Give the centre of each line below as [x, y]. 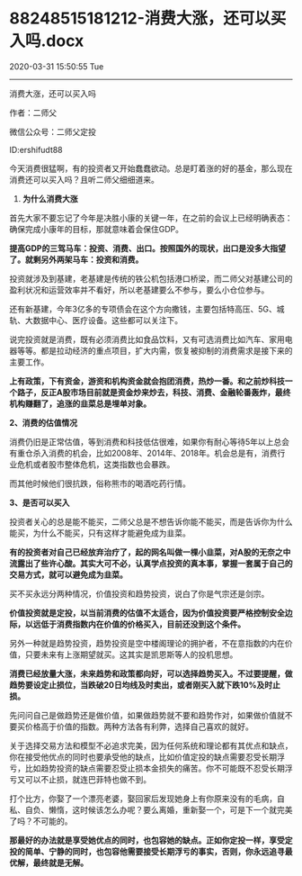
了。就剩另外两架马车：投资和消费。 [76, 259]
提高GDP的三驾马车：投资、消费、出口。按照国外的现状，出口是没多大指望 [147, 248]
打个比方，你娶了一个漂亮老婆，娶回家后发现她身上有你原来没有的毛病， [143, 799]
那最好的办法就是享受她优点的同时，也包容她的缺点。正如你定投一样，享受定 [151, 840]
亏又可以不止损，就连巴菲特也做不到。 [80, 779]
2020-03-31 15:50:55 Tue [57, 66]
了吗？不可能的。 [41, 821]
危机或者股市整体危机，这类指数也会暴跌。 [96, 464]
